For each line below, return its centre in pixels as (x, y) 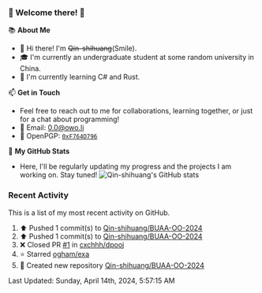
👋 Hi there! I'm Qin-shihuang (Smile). (78, 48)
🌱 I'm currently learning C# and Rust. (80, 77)
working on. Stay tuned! (58, 175)
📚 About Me (30, 30)
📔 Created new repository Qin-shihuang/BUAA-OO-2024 (112, 265)
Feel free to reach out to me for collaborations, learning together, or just (136, 111)
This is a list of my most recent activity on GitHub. (89, 213)
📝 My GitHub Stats (39, 151)
